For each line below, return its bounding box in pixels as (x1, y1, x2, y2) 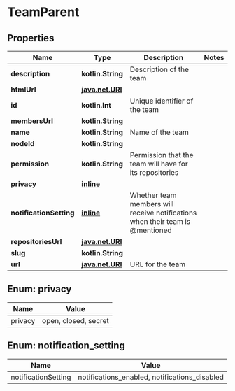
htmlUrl (10, 85, 36, 94)
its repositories (129, 168, 179, 177)
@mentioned (129, 225, 173, 235)
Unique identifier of (129, 96, 194, 106)
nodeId (10, 139, 35, 148)
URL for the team (129, 260, 186, 269)
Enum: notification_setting (7, 340, 126, 352)
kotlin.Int (81, 101, 112, 110)
